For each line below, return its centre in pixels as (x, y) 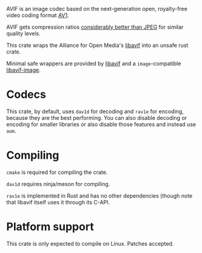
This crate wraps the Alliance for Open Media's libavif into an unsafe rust (97, 45)
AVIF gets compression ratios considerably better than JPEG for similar (95, 27)
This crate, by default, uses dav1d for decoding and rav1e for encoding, (95, 111)
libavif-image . (23, 70)
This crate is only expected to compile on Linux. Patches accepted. (90, 243)
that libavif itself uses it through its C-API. (58, 202)
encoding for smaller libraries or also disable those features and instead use (101, 124)
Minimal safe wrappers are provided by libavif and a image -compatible (94, 64)
